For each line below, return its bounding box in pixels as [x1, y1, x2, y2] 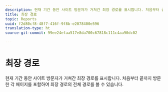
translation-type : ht [5, 26, 50, 31]
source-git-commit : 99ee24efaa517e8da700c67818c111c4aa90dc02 [5, 30, 137, 35]
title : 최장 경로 [5, 12, 37, 17]
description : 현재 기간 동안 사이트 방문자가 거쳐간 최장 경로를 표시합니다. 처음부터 [5, 7, 159, 12]
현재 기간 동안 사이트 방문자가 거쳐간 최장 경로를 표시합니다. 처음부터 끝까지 [5, 75, 152, 81]
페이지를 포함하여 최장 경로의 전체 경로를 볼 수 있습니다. [15, 81, 124, 87]
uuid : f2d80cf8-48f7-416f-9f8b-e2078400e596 [5, 21, 99, 26]
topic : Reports [5, 16, 37, 21]
